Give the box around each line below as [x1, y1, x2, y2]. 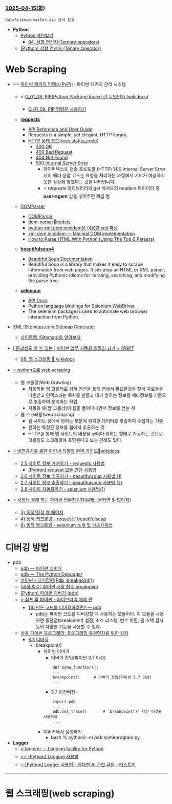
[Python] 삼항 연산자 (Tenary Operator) [20, 45, 101, 52]
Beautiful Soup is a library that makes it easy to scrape [28, 261, 143, 267]
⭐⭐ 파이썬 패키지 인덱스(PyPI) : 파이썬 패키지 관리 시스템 [12, 81, 126, 88]
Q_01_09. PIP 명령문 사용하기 [28, 106, 87, 112]
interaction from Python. [28, 314, 79, 320]
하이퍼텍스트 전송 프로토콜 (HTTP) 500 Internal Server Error [43, 166, 166, 172]
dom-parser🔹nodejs [28, 219, 71, 225]
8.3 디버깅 [28, 637, 49, 643]
